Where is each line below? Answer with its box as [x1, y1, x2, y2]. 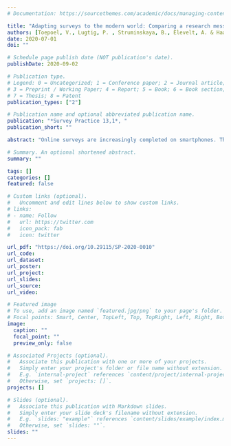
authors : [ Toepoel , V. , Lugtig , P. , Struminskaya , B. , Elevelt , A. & [7, 29, 214, 36]
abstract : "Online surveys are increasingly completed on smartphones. [7, 136, 217, 143]
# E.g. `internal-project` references [7, 372, 125, 378]
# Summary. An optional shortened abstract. [7, 149, 137, 156]
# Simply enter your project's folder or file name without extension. [7, 365, 223, 372]
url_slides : [7, 276, 41, 283]
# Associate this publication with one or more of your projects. [7, 358, 208, 365]
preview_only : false [13, 339, 72, 347]
